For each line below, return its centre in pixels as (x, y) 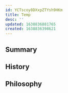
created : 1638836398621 (31, 29)
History (17, 67)
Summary (21, 50)
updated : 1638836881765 (31, 24)
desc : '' (15, 19)
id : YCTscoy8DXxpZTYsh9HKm (34, 10)
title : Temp (18, 15)
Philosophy (24, 84)
